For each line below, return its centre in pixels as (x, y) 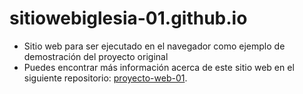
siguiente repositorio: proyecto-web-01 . (105, 78)
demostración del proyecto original (96, 56)
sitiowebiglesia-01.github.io (128, 18)
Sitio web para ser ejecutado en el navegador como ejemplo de (154, 46)
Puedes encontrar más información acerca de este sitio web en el (159, 67)
